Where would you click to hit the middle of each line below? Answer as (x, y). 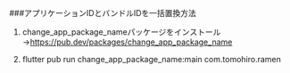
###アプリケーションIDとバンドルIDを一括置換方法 (103, 13)
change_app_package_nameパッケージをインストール (121, 32)
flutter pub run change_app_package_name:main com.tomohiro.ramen (151, 59)
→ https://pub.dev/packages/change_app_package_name (127, 42)
